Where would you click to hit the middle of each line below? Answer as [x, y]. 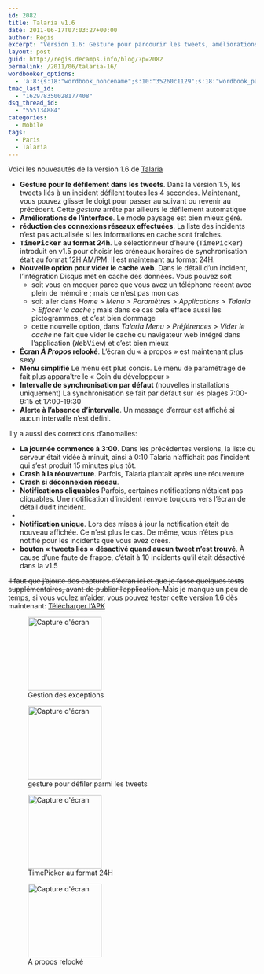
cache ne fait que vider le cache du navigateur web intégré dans [136, 335]
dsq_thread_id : [33, 103]
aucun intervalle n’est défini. [65, 418]
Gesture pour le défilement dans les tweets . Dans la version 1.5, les [130, 185]
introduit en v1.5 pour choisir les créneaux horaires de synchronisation [133, 252]
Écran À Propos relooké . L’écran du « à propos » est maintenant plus [131, 351]
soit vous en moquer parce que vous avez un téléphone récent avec [141, 285]
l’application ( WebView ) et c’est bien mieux [100, 344]
